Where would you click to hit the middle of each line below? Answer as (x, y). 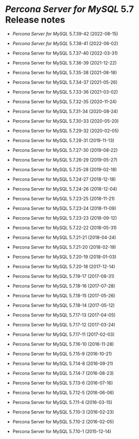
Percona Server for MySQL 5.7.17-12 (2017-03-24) (64, 324)
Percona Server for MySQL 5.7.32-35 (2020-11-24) (64, 102)
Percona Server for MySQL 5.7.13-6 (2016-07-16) (63, 383)
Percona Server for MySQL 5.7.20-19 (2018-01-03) (64, 257)
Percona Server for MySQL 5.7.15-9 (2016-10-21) (62, 353)
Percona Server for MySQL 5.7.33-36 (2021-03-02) (65, 92)
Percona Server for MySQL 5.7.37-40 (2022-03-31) (65, 53)
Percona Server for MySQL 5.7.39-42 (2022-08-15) (65, 34)
